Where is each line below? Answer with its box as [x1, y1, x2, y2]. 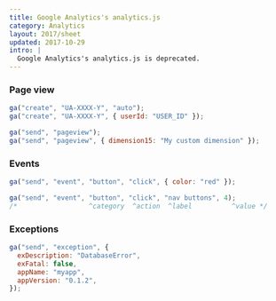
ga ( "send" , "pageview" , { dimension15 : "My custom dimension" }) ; [9, 136, 260, 145]
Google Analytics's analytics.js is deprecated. [17, 54, 201, 63]
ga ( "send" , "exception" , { [9, 243, 109, 252]
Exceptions [9, 223, 59, 235]
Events [9, 157, 40, 170]
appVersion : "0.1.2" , [17, 276, 98, 285]
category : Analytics [9, 21, 86, 30]
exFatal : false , [17, 259, 77, 268]
